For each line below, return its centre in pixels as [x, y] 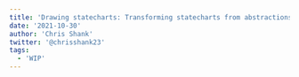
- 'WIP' [32, 58]
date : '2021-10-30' [45, 26]
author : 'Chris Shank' [51, 34]
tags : [19, 50]
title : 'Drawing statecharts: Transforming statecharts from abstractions [151, 17]
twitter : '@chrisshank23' [57, 42]
